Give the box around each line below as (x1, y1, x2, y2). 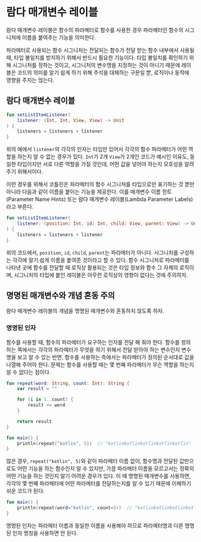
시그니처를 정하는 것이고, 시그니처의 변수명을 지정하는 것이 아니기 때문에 (12, 61, 181, 69)
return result (17, 418, 52, 424)
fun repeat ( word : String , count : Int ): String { (6, 380, 130, 386)
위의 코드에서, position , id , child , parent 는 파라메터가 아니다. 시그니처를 (6, 249, 178, 256)
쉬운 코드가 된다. (6, 488, 45, 495)
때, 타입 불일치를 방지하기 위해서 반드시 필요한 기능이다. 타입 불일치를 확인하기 (6, 54, 188, 61)
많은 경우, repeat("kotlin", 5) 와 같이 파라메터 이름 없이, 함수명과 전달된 (6, 458, 178, 465)
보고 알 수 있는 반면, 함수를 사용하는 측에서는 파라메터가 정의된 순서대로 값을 (17, 353, 194, 360)
